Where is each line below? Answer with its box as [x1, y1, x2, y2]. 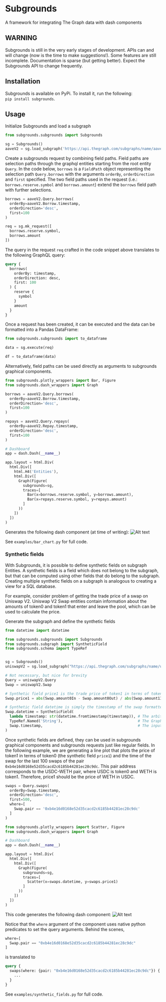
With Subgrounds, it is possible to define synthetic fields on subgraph [5, 562, 147, 568]
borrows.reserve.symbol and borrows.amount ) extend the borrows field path [5, 182, 157, 188]
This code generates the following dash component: [5, 911, 112, 917]
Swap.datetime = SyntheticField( [5, 709, 74, 715]
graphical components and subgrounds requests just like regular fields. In [5, 742, 155, 748]
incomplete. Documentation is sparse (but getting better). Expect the [5, 58, 145, 64]
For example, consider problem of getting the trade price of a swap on [5, 593, 148, 599]
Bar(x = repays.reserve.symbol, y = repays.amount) [27, 497, 127, 502]
